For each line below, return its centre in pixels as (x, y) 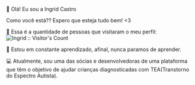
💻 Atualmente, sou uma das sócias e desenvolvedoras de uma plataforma (97, 61)
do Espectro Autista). (32, 76)
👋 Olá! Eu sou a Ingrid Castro (41, 9)
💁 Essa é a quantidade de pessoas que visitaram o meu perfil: (81, 32)
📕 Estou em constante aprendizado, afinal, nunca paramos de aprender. (94, 49)
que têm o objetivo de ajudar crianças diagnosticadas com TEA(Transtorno (98, 69)
